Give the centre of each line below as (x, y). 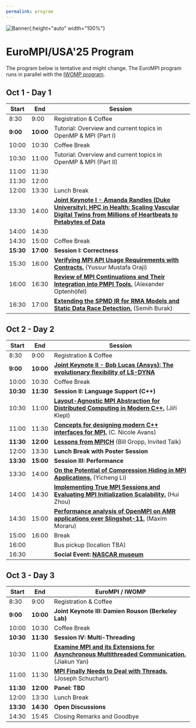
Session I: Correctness (86, 250)
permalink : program (30, 11)
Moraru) (65, 526)
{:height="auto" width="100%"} (67, 28)
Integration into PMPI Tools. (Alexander (109, 284)
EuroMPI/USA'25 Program (70, 52)
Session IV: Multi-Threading (94, 637)
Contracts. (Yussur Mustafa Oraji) (101, 267)
